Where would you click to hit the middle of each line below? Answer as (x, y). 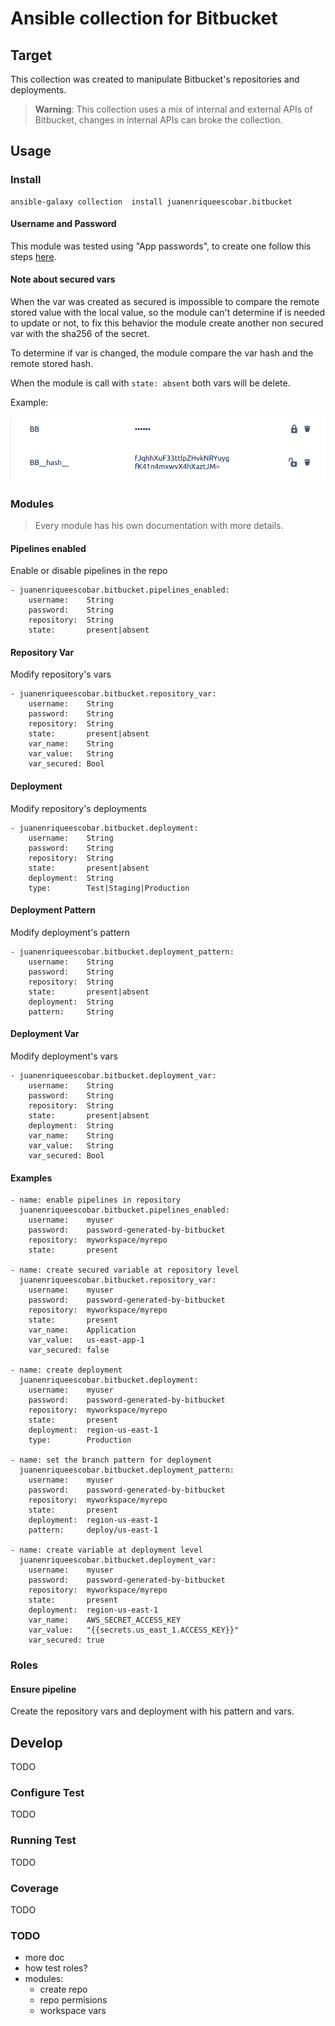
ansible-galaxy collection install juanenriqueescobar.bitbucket (151, 202)
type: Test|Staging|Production (109, 888)
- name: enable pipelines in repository (96, 1200)
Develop (36, 1742)
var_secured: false (69, 1350)
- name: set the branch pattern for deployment (111, 1460)
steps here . (33, 256)
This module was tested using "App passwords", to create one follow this (161, 246)
